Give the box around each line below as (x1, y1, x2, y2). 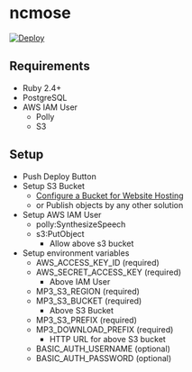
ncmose (9, 3, 71, 23)
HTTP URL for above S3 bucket (49, 333, 167, 344)
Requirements (9, 59, 90, 74)
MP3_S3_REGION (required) (35, 286, 140, 296)
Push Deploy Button (22, 170, 96, 182)
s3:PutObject (35, 228, 85, 239)
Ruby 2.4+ (22, 82, 62, 93)
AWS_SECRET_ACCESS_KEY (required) (35, 267, 182, 277)
